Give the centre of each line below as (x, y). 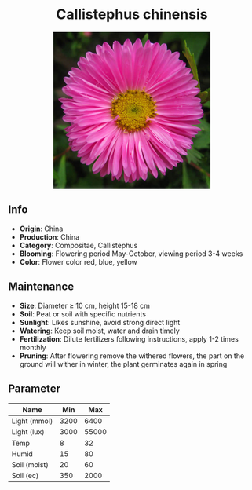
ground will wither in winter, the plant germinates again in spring (123, 364)
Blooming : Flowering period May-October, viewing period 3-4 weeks (131, 254)
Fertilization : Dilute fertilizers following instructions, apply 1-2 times (129, 338)
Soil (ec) (25, 476)
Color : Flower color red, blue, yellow (78, 261)
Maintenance (41, 287)
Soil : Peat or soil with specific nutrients (83, 314)
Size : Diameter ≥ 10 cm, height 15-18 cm (85, 305)
